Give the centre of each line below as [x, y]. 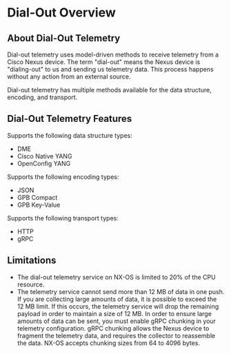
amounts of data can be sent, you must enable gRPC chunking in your [116, 321]
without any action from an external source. [69, 76]
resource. [31, 284]
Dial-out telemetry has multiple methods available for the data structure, [109, 90]
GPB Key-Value [39, 205]
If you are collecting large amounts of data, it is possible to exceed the [117, 299]
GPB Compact [37, 197]
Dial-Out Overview [61, 13]
